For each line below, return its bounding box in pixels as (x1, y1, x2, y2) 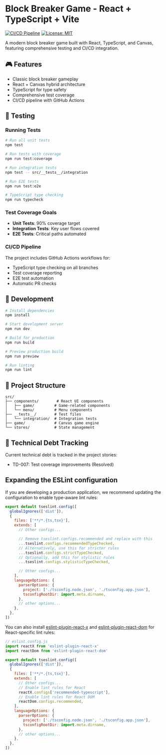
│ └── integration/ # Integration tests (5, 416, 97, 421)
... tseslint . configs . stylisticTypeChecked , (18, 560, 111, 565)
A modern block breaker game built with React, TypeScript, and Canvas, (5, 39, 154, 45)
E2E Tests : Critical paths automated (12, 231, 86, 237)
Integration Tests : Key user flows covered (12, 226, 100, 232)
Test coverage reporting (12, 270, 62, 276)
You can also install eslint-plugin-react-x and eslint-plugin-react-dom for (5, 624, 155, 630)
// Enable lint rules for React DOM (18, 695, 95, 700)
